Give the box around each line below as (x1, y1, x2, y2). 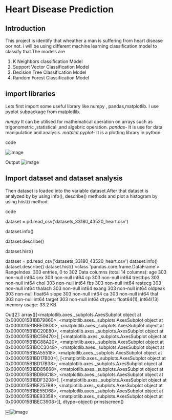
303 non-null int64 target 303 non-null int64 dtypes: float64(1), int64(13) (5, 296, 159, 302)
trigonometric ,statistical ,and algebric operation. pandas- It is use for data (5, 124, 163, 130)
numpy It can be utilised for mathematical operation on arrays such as (5, 118, 153, 124)
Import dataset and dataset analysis (5, 174, 123, 183)
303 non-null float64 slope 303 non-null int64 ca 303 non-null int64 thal (5, 290, 159, 297)
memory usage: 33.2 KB (5, 301, 56, 308)
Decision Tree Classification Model (12, 69, 87, 75)
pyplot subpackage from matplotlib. (5, 109, 80, 115)
